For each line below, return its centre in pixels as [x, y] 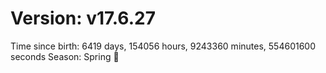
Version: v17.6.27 [83, 18]
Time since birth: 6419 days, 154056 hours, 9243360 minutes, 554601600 [163, 46]
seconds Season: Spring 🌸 [65, 56]
